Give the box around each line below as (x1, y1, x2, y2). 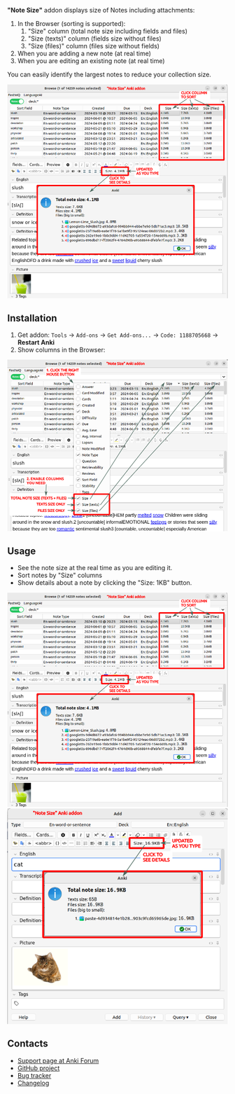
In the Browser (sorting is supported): (17, 20, 126, 27)
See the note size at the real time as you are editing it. (17, 564, 173, 572)
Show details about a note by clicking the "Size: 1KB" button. (17, 579, 192, 587)
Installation (7, 312, 57, 324)
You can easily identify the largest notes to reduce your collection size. (7, 70, 212, 78)
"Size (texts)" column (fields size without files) (27, 34, 162, 43)
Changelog (17, 1079, 50, 1087)
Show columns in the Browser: (17, 346, 106, 354)
